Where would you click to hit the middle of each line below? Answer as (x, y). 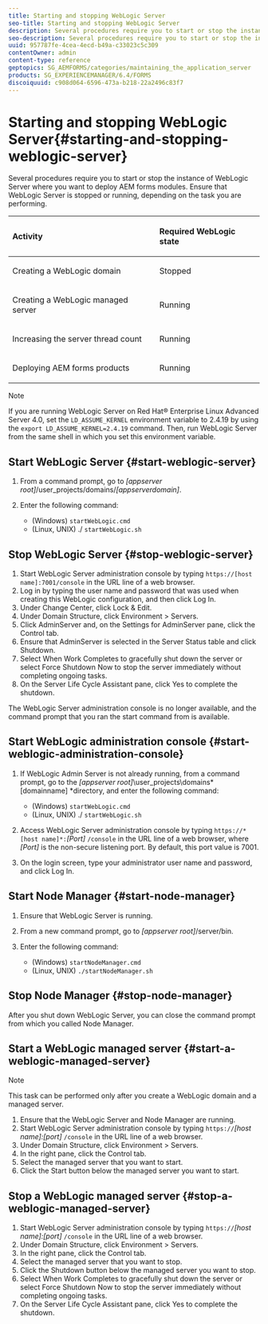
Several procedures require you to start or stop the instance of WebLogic (128, 178)
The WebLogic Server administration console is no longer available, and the (132, 708)
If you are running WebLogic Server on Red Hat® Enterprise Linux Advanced (134, 411)
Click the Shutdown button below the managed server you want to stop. (138, 1270)
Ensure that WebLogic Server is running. (86, 915)
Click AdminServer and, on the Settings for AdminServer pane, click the (137, 625)
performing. (28, 204)
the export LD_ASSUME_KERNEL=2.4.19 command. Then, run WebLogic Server (133, 428)
